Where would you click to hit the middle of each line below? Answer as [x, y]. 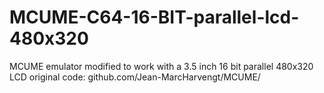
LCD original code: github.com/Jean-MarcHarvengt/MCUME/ [135, 77]
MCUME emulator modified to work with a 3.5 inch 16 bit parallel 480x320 [161, 66]
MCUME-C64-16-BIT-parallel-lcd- [154, 17]
